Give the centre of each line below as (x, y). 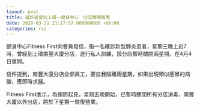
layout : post (23, 12)
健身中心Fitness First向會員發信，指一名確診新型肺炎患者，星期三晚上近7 (97, 46)
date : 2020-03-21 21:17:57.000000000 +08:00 (63, 23)
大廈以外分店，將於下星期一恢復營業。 (53, 102)
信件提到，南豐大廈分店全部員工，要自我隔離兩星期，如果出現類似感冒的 (95, 74)
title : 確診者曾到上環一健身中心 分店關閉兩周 (58, 17)
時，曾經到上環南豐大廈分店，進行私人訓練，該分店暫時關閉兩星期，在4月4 (99, 54)
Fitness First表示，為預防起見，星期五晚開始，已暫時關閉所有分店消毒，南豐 (100, 94)
